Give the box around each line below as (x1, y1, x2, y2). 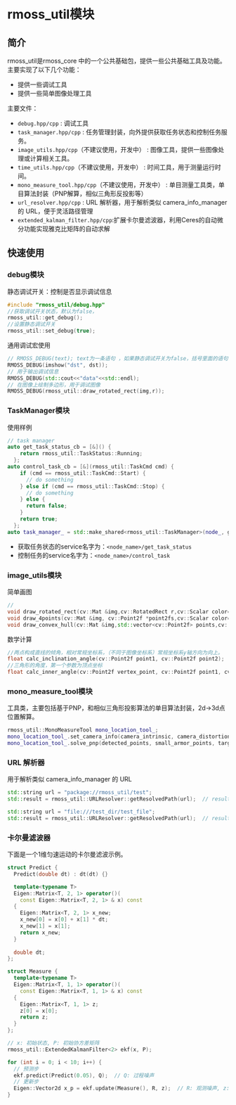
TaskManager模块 (7, 406, 70, 416)
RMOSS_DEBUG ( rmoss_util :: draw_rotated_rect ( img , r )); (7, 388, 165, 395)
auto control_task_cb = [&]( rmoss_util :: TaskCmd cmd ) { (7, 464, 174, 471)
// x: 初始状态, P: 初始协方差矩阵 (7, 1040, 100, 1047)
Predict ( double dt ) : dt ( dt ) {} (13, 870, 109, 878)
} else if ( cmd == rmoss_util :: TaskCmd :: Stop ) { (20, 483, 165, 490)
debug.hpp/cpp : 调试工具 (17, 119, 89, 127)
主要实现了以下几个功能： (7, 65, 81, 74)
